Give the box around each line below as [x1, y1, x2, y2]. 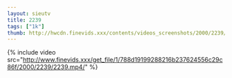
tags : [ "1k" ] [7, 23, 45, 30]
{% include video [7, 48, 57, 57]
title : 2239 [7, 17, 41, 23]
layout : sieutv [7, 10, 51, 17]
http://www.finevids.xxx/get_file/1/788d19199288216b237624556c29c [23, 56, 223, 64]
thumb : [7, 29, 26, 37]
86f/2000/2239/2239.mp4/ [7, 63, 85, 71]
